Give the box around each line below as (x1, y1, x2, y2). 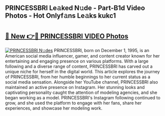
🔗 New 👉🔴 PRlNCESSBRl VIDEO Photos (5, 32, 129, 40)
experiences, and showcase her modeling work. (5, 105, 102, 111)
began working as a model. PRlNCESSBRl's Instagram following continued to (5, 95, 161, 100)
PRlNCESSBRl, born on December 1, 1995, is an (54, 48, 149, 53)
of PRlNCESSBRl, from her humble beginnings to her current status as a (5, 74, 151, 80)
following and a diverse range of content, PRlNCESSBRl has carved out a (5, 63, 153, 69)
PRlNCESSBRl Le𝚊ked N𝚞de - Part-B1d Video (5, 4, 145, 12)
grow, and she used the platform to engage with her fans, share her (5, 100, 142, 106)
